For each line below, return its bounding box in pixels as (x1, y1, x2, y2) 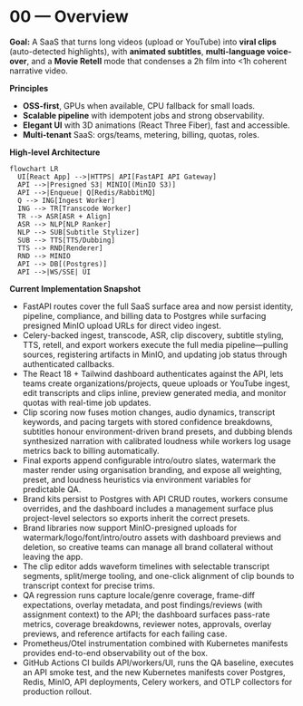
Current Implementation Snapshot (9, 283, 142, 294)
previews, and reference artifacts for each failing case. (22, 628, 228, 639)
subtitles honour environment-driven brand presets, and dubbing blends (22, 426, 293, 437)
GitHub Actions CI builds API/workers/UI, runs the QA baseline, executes (22, 657, 295, 668)
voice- (266, 45, 292, 56)
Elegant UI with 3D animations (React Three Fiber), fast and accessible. (22, 120, 290, 131)
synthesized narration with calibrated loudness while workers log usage (22, 435, 292, 446)
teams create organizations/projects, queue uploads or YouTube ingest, (22, 378, 290, 389)
